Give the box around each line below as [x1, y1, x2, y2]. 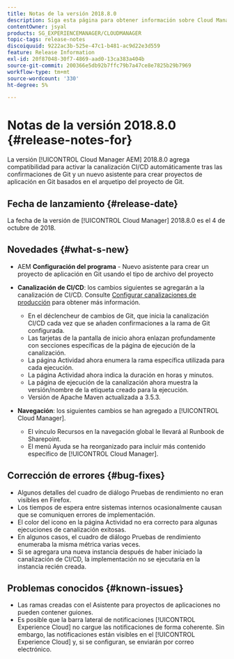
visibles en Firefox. [17, 495, 72, 504]
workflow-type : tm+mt [7, 68, 70, 75]
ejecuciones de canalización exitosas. [17, 525, 127, 534]
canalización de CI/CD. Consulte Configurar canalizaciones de [17, 290, 196, 299]
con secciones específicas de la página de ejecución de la [27, 341, 196, 349]
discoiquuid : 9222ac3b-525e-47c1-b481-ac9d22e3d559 [7, 42, 160, 49]
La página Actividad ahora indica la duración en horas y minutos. [27, 371, 214, 379]
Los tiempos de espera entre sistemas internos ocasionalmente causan [17, 503, 222, 511]
